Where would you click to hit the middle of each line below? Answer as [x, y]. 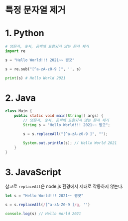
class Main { [19, 111]
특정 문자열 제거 [35, 10]
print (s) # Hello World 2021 [35, 78]
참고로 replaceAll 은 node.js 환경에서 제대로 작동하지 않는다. [64, 186]
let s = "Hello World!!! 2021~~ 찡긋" [44, 196]
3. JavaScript [33, 172]
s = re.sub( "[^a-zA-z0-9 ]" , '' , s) [43, 69]
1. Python [25, 33]
